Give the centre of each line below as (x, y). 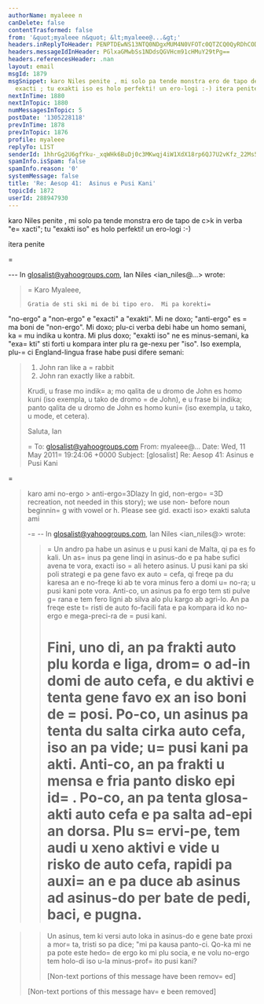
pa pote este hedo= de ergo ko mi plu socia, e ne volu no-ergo (148, 953)
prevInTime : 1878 (37, 125)
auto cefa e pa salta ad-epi (164, 814)
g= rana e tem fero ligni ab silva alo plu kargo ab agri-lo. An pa (148, 599)
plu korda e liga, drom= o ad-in (149, 664)
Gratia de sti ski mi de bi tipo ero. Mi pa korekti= (119, 304)
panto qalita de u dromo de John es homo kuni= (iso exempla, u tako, (139, 407)
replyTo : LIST (31, 147)
